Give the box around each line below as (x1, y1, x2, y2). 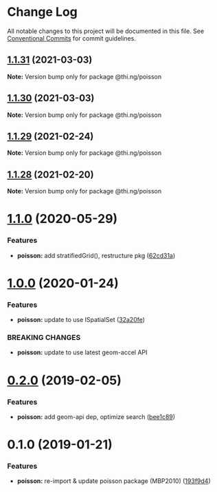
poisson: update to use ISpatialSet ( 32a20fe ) (16, 316, 146, 324)
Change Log (7, 4, 78, 20)
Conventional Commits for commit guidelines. (7, 34, 136, 42)
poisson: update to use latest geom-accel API (16, 348, 148, 356)
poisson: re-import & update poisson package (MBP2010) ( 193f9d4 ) (16, 477, 211, 485)
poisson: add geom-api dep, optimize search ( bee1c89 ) (16, 412, 176, 420)
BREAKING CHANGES (7, 333, 81, 343)
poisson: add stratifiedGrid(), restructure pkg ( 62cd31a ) (16, 251, 176, 259)
